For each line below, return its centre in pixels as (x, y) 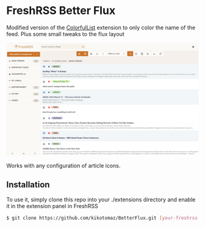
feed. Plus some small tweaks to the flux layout (66, 34)
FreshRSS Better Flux (61, 11)
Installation (28, 185)
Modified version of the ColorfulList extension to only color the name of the (101, 27)
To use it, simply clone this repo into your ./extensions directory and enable (101, 200)
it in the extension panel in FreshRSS (52, 206)
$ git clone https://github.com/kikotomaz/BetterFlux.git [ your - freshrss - (103, 218)
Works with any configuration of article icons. (63, 165)
